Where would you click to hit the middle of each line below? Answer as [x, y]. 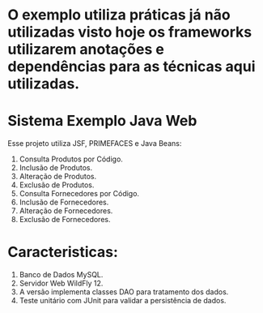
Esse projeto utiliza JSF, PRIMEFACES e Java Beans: [95, 144]
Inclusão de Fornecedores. [64, 202]
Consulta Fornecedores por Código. [79, 194]
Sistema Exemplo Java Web [102, 121]
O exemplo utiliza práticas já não [119, 15]
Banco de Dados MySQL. [61, 275]
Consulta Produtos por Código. [71, 159]
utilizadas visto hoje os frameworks [130, 32]
